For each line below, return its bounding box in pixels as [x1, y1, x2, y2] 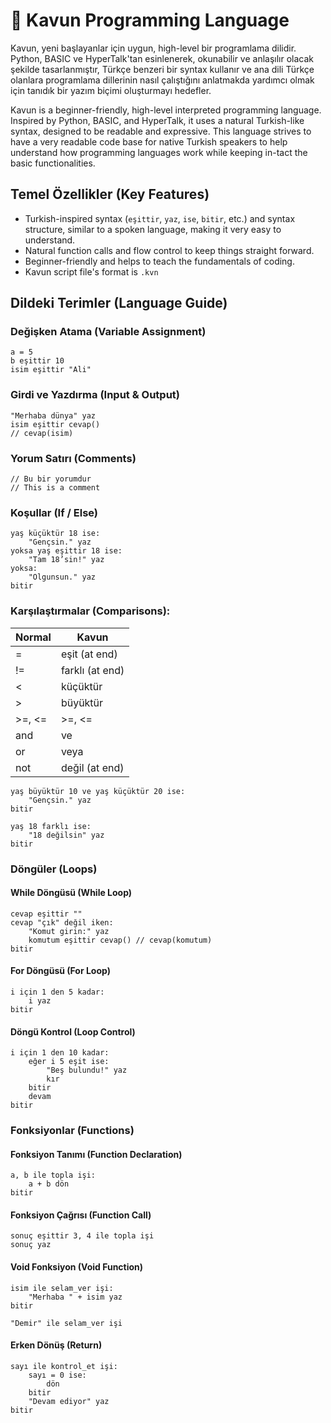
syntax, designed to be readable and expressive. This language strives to [10, 125, 312, 137]
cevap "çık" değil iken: [10, 917, 114, 928]
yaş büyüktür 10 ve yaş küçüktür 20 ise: [10, 786, 186, 796]
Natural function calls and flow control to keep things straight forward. [24, 244, 315, 256]
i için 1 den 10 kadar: [10, 1048, 110, 1058]
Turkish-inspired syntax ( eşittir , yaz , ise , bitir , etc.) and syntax [24, 212, 296, 224]
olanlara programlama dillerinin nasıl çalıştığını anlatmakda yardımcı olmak [10, 74, 315, 86]
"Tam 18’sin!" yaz [28, 555, 105, 565]
